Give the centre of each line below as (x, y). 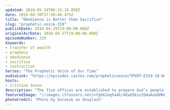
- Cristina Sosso (24, 85)
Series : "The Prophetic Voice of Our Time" (52, 71)
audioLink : (17, 76)
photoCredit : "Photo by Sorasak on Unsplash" (54, 99)
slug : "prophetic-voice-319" (36, 24)
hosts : (12, 81)
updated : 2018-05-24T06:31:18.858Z (43, 10)
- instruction (20, 66)
